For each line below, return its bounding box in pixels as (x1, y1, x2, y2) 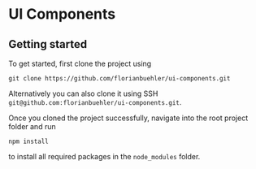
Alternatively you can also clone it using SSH (8, 89, 158, 98)
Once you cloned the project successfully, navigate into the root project (8, 113, 249, 123)
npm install (8, 137, 49, 145)
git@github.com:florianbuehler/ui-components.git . (8, 97, 182, 106)
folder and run (8, 122, 56, 131)
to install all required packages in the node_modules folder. (8, 152, 201, 161)
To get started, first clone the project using (8, 58, 152, 68)
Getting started (8, 37, 88, 51)
